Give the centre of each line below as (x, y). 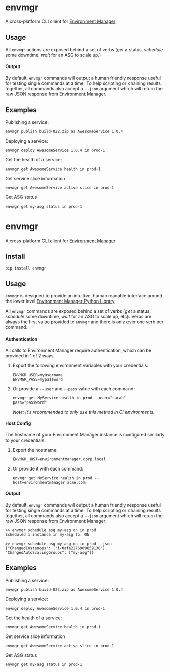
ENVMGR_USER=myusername (38, 375)
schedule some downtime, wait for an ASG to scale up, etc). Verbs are (78, 317)
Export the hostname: (35, 450)
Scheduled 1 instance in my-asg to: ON (47, 534)
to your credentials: (26, 440)
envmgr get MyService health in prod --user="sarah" (69, 398)
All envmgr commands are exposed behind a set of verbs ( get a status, (78, 311)
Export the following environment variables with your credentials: (80, 365)
